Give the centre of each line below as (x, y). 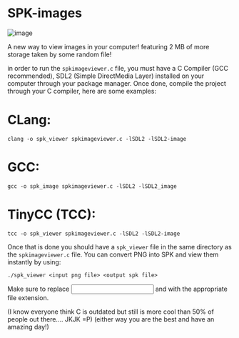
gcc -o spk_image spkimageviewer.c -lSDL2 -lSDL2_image (92, 186)
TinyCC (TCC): (52, 214)
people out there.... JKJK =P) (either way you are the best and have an (111, 319)
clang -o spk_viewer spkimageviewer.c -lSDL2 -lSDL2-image (97, 139)
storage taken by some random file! (60, 54)
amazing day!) (29, 327)
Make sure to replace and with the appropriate (118, 289)
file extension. (28, 297)
